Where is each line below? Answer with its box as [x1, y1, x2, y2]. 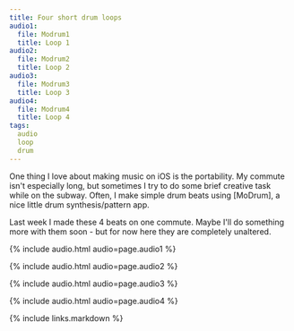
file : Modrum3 [17, 80, 70, 89]
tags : [9, 122, 30, 131]
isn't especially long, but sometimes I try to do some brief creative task [9, 180, 272, 191]
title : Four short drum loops [9, 13, 123, 22]
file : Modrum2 [17, 55, 70, 64]
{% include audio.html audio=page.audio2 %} [9, 260, 178, 271]
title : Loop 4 [17, 113, 70, 122]
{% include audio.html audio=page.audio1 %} [9, 243, 177, 254]
